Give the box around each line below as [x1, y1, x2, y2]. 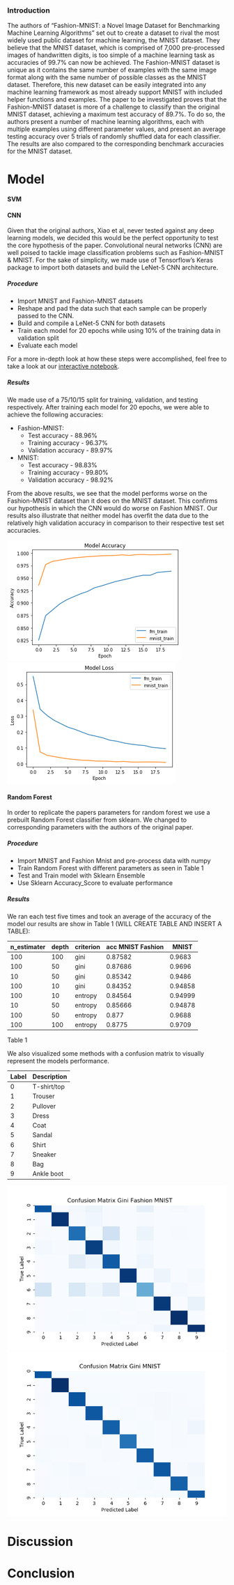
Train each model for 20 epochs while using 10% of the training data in [17, 327, 221, 335]
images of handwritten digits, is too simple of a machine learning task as [7, 51, 215, 59]
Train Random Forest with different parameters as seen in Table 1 [17, 864, 204, 873]
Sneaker [32, 1150, 57, 1158]
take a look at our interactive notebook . [7, 362, 120, 370]
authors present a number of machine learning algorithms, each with [7, 118, 204, 126]
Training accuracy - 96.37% [27, 439, 108, 447]
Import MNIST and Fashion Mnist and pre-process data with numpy [17, 857, 211, 865]
